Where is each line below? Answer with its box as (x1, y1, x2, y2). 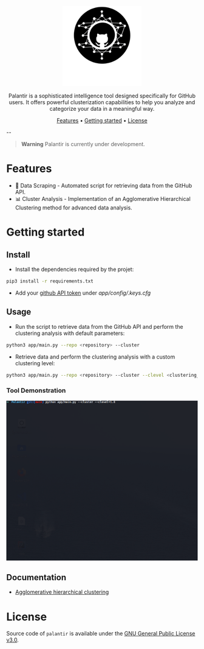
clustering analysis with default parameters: (15, 329, 125, 337)
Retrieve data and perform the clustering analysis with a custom (15, 353, 175, 360)
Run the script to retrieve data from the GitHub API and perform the (15, 323, 183, 330)
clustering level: (15, 359, 55, 367)
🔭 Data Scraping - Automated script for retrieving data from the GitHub (15, 181, 192, 189)
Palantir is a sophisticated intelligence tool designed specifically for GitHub (8, 92, 196, 99)
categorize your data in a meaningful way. (49, 105, 155, 112)
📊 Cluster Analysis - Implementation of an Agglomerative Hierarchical (15, 195, 191, 202)
